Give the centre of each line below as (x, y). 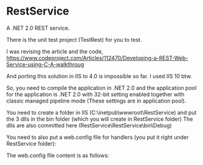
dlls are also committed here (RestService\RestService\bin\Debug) (89, 125)
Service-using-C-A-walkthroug (45, 64)
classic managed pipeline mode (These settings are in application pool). (96, 101)
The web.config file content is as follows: (58, 155)
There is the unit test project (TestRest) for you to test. (74, 39)
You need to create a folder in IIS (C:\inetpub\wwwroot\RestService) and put (101, 112)
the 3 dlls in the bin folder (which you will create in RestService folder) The (100, 119)
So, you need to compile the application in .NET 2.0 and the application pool (101, 88)
